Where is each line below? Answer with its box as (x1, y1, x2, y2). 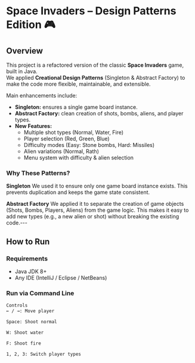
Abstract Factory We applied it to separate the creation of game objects (6, 201, 184, 208)
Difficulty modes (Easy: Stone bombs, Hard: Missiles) (23, 142, 155, 148)
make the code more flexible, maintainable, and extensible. (6, 80, 151, 87)
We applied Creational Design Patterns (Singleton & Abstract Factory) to (6, 74, 185, 81)
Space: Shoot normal (6, 319, 58, 325)
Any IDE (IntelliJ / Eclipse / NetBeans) (14, 274, 107, 281)
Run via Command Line (6, 289, 75, 297)
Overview (6, 46, 44, 56)
